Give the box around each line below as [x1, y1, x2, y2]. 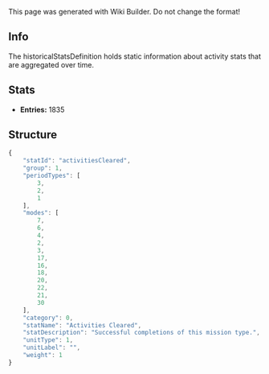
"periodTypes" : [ [22, 172, 81, 180]
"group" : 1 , [22, 164, 63, 172]
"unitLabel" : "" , [22, 343, 81, 352]
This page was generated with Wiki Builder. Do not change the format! [8, 7, 241, 16]
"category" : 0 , [22, 314, 74, 322]
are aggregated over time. [8, 60, 95, 69]
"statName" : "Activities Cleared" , [22, 321, 142, 329]
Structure [8, 128, 58, 142]
